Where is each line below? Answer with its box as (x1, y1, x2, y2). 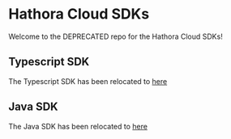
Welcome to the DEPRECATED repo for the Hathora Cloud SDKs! (8, 32, 223, 41)
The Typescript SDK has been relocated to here (8, 76, 168, 86)
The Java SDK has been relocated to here (8, 121, 148, 131)
